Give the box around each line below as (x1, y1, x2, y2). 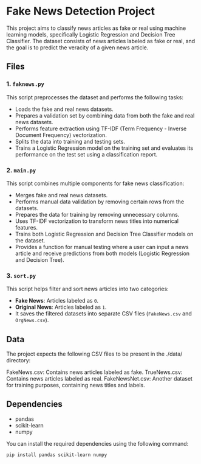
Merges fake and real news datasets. (15, 191, 108, 199)
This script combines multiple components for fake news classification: (6, 180, 185, 187)
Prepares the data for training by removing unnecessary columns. (15, 211, 180, 218)
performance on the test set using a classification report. (15, 150, 158, 158)
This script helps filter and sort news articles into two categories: (6, 285, 169, 293)
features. (15, 223, 38, 231)
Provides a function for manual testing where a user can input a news (15, 243, 189, 250)
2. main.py (6, 166, 36, 174)
